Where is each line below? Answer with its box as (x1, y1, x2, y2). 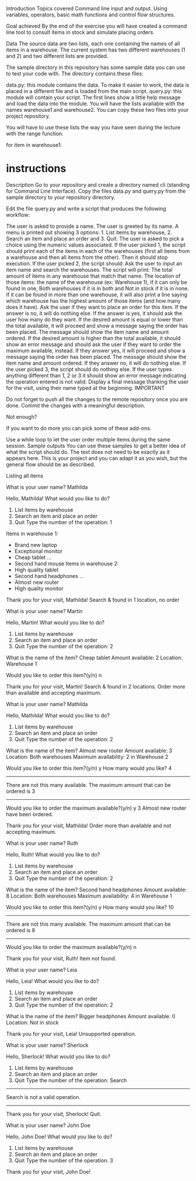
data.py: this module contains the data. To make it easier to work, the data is (6, 81, 190, 88)
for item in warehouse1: (6, 142, 62, 148)
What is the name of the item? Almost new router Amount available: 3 (6, 747, 173, 754)
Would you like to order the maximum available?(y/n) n (6, 943, 137, 950)
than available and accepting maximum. (6, 689, 101, 696)
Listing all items (6, 472, 44, 479)
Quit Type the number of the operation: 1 (14, 518, 113, 526)
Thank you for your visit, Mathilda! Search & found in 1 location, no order (6, 596, 180, 603)
